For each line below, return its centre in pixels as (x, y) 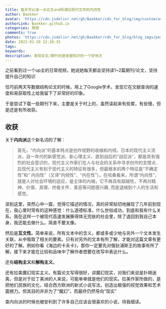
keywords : (15, 51)
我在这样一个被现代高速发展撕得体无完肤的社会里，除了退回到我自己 (83, 217)
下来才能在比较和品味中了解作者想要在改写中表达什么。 (74, 252)
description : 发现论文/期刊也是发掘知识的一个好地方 (54, 56)
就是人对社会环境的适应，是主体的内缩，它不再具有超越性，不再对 (84, 181)
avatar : (13, 19)
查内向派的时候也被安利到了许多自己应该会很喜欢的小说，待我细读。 (74, 302)
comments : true (21, 33)
